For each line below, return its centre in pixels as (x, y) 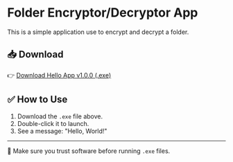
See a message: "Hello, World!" (62, 131)
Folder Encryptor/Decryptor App (103, 13)
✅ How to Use (37, 99)
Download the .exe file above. (60, 116)
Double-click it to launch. (53, 123)
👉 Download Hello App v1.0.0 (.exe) (59, 75)
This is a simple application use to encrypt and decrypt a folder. (98, 32)
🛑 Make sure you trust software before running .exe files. (89, 151)
